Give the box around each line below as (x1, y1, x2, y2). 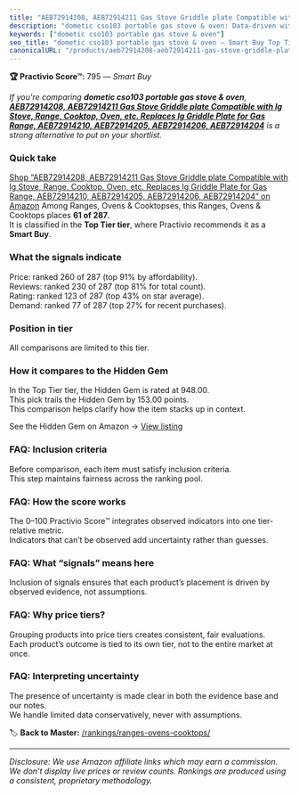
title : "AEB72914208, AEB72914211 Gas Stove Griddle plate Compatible (9, 12, 277, 22)
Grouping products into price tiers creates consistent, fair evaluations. (9, 629, 266, 640)
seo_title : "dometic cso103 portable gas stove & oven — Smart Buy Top (9, 37, 280, 47)
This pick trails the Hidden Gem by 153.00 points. (9, 394, 190, 406)
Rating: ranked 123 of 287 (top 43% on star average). (9, 291, 205, 301)
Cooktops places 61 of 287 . (9, 210, 110, 221)
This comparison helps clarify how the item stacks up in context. (9, 404, 246, 414)
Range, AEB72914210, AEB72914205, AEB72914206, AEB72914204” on (9, 191, 271, 201)
